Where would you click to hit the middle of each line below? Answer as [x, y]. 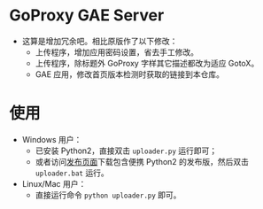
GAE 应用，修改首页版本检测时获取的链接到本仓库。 [129, 74]
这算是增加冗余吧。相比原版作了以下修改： [100, 41]
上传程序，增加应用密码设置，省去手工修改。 [117, 52]
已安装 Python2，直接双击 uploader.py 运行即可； [126, 151]
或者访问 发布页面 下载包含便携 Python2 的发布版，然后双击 [142, 161]
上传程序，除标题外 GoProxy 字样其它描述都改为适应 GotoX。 [147, 63]
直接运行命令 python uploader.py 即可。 [108, 195]
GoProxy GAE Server [87, 15]
